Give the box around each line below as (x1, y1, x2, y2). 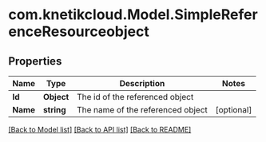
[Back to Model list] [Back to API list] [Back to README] (8, 125, 192, 134)
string (42, 105, 66, 115)
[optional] (215, 105, 252, 115)
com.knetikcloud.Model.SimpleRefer (8, 6, 258, 24)
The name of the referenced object (77, 105, 208, 115)
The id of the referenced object (77, 92, 194, 102)
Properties (8, 54, 62, 68)
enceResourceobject (8, 22, 149, 41)
